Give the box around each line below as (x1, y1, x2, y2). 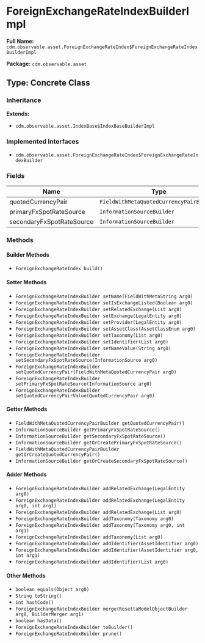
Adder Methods (6, 471, 47, 478)
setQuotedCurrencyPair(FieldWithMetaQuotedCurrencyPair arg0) (15, 369, 177, 375)
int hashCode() (15, 600, 54, 606)
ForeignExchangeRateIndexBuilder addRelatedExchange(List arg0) (15, 509, 182, 515)
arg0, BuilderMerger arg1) (15, 611, 84, 618)
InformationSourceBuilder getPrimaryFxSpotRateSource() (15, 427, 160, 433)
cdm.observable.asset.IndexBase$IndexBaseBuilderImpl (15, 123, 155, 129)
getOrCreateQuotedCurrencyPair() (15, 451, 101, 458)
